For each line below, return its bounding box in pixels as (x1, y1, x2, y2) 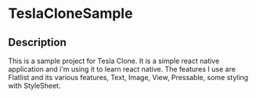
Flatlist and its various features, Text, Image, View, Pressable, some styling (8, 73, 249, 82)
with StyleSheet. (8, 81, 61, 90)
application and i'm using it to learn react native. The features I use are (8, 65, 236, 74)
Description (8, 36, 67, 49)
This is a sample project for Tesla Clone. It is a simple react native (8, 56, 220, 65)
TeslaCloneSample (8, 5, 133, 23)
